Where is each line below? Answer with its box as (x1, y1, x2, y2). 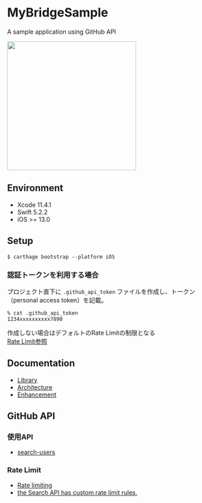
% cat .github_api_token (7, 309, 78, 317)
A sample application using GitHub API (7, 27, 117, 36)
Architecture (16, 383, 53, 391)
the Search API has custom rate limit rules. (16, 488, 137, 496)
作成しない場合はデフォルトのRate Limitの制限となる (7, 328, 156, 337)
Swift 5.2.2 (16, 208, 48, 216)
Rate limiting (16, 481, 53, 489)
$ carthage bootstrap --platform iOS (7, 253, 115, 260)
